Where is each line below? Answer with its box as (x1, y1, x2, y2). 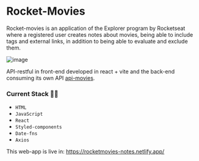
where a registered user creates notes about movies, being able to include (6, 31, 194, 38)
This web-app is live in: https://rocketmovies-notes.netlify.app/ (6, 148, 165, 155)
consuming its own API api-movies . (6, 74, 95, 81)
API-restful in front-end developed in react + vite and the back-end (6, 67, 175, 75)
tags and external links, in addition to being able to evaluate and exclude (6, 37, 188, 45)
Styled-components (15, 124, 62, 130)
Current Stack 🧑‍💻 (6, 89, 59, 98)
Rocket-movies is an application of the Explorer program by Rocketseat (6, 24, 186, 32)
